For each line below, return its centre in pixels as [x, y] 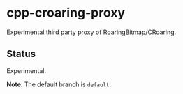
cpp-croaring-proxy [66, 13]
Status [21, 54]
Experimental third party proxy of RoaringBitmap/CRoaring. [91, 32]
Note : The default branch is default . [59, 84]
